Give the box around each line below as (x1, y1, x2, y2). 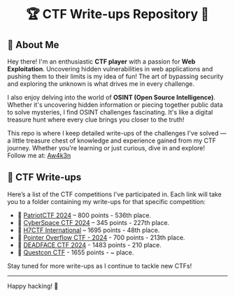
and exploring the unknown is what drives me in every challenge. (7, 80, 194, 88)
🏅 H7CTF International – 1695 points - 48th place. (17, 226, 160, 234)
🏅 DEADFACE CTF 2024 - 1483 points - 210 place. (17, 240, 162, 249)
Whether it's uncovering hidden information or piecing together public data (7, 101, 223, 109)
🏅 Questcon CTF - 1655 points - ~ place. (17, 248, 134, 256)
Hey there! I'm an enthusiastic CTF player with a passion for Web (7, 57, 196, 66)
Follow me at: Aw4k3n (7, 152, 71, 159)
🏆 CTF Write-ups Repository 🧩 (25, 6, 210, 22)
